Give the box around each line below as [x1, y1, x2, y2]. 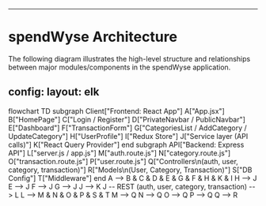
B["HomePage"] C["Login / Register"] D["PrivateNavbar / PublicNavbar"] [8, 114, 245, 124]
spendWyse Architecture [8, 28, 178, 46]
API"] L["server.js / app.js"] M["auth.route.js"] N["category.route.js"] [8, 148, 231, 158]
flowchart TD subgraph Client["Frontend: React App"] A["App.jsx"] [8, 106, 226, 115]
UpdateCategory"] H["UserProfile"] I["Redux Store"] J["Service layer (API [8, 131, 249, 140]
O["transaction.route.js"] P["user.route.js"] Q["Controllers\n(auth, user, [8, 156, 239, 166]
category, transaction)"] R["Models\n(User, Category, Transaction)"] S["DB [8, 165, 253, 174]
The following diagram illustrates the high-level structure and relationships [8, 54, 251, 63]
